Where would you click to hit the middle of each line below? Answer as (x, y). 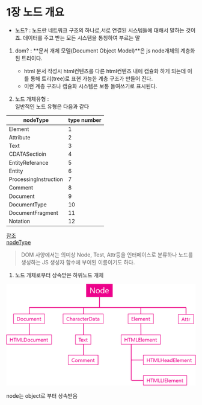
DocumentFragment (33, 213)
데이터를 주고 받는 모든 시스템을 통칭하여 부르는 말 (81, 37)
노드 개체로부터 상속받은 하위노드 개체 (59, 275)
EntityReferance (29, 162)
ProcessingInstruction (36, 179)
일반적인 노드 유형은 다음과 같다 (52, 106)
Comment (21, 188)
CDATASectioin (27, 154)
